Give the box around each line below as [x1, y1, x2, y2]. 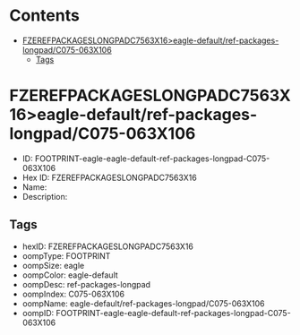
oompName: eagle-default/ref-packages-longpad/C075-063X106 [21, 297, 265, 309]
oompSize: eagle [21, 260, 85, 271]
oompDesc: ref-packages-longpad [21, 279, 150, 289]
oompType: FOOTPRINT [21, 250, 111, 261]
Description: [21, 191, 68, 202]
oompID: [21, 307, 55, 318]
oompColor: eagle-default [21, 270, 118, 280]
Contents [9, 5, 81, 26]
